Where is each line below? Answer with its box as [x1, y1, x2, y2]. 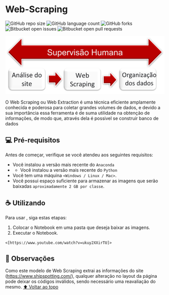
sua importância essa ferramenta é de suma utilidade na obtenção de [5, 110, 150, 116]
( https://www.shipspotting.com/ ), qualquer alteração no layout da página [5, 273, 157, 279]
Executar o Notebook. [12, 230, 58, 236]
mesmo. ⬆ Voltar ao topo [5, 283, 59, 290]
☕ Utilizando [5, 199, 46, 207]
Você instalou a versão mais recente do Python [20, 167, 117, 173]
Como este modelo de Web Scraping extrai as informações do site [5, 268, 144, 274]
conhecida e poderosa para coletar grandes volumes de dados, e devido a [5, 104, 161, 110]
